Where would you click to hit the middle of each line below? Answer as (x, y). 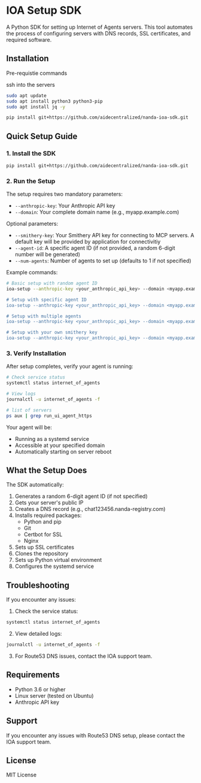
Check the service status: (46, 611)
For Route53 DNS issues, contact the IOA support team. (83, 656)
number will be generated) (48, 255)
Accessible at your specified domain (60, 445)
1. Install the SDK (31, 153)
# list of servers (29, 410)
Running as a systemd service (52, 439)
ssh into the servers (31, 84)
